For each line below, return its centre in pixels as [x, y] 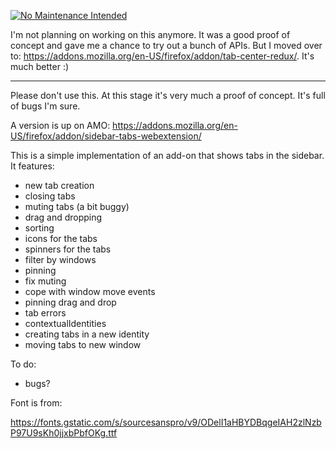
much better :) [40, 66]
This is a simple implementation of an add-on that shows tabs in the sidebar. [167, 155]
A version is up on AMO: [60, 125]
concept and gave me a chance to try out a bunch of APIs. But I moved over [166, 45]
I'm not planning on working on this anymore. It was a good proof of [150, 34]
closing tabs [50, 196]
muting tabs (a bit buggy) [77, 206]
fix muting [45, 281]
